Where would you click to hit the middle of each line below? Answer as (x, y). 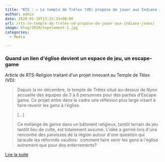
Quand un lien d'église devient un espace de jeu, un (68, 58)
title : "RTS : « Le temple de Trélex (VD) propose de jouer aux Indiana (81, 10)
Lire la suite (17, 155)
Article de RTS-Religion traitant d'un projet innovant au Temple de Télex (78, 75)
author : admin (20, 14)
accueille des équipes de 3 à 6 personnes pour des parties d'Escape (86, 95)
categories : (17, 32)
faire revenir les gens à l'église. (49, 105)
